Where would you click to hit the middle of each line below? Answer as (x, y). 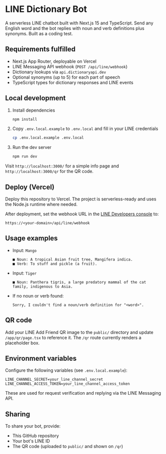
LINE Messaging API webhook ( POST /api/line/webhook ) (70, 66)
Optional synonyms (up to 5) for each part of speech (66, 77)
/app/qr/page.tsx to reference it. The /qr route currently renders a (73, 337)
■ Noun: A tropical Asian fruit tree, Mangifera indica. (73, 259)
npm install (25, 119)
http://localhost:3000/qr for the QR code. (49, 171)
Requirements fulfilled (41, 49)
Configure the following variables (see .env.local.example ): (66, 370)
